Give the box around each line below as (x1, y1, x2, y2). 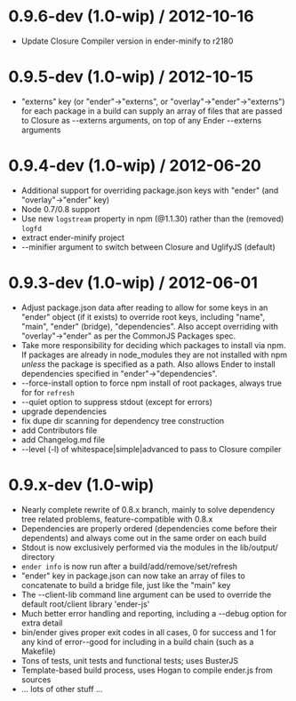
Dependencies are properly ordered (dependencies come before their (20, 522, 277, 534)
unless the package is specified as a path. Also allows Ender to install (20, 358, 276, 370)
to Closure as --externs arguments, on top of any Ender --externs (20, 115, 262, 125)
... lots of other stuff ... (20, 683, 103, 694)
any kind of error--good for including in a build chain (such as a (20, 636, 254, 647)
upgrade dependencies (20, 406, 108, 417)
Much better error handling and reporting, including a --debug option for (20, 608, 287, 618)
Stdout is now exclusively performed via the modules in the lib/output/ (20, 542, 279, 553)
